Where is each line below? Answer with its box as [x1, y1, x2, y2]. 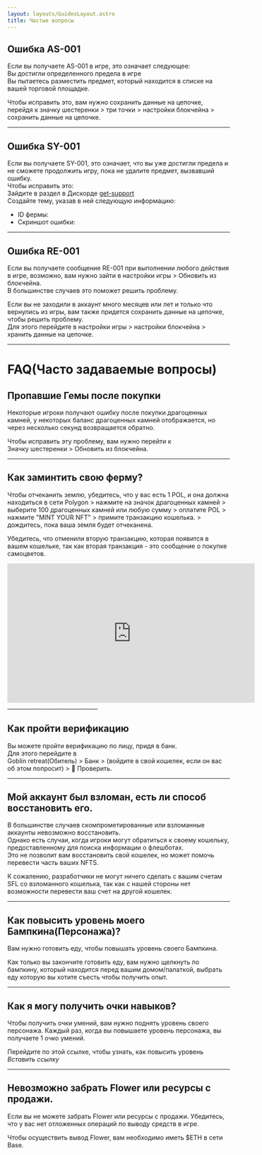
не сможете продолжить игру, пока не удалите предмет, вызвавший [7, 167, 215, 175]
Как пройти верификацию [7, 723, 129, 735]
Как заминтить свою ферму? [7, 472, 143, 484]
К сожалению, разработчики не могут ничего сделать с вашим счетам [7, 872, 222, 881]
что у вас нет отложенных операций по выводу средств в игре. [7, 1119, 199, 1128]
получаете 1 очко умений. [7, 1034, 86, 1042]
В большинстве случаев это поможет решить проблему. [7, 286, 179, 294]
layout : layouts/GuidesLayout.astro [7, 10, 115, 18]
